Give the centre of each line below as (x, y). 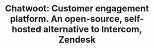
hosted (27, 29)
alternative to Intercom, (93, 29)
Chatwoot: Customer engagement (77, 9)
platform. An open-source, (66, 19)
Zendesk (77, 40)
